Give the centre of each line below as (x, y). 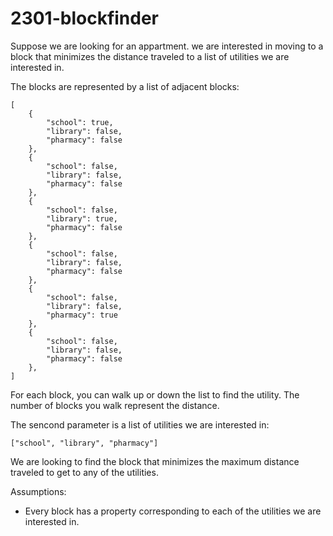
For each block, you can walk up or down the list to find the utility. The (155, 394)
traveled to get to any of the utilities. (84, 472)
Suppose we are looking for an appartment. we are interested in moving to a (167, 46)
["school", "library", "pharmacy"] (84, 443)
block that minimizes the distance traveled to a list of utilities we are (150, 56)
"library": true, (82, 218)
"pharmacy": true (82, 315)
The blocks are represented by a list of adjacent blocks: (125, 86)
